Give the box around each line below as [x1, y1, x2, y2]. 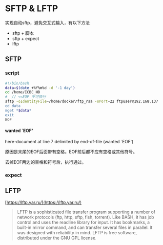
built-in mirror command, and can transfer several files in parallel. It [17, 224, 153, 230]
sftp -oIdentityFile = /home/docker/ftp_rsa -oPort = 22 [5, 99, 115, 104]
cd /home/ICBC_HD [5, 90, 41, 95]
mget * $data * [5, 108, 32, 113]
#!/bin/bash [5, 81, 29, 86]
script [5, 69, 20, 76]
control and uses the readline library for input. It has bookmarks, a [17, 220, 150, 225]
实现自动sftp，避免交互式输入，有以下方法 [5, 20, 90, 25]
